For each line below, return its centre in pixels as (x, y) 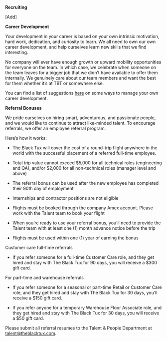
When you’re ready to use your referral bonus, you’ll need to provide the (86, 223)
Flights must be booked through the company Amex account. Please (83, 208)
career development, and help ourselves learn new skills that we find (76, 47)
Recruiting (16, 7)
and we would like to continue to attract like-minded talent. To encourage (80, 123)
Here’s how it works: (26, 138)
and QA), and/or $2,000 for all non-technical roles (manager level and (84, 168)
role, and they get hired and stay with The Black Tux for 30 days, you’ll (85, 293)
